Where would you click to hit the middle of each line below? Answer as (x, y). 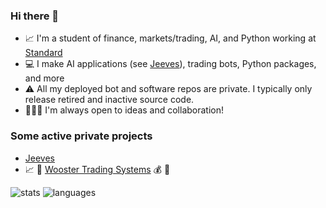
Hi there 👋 (35, 16)
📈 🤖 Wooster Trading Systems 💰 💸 (97, 169)
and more (44, 78)
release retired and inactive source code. (109, 100)
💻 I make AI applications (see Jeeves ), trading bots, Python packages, (170, 64)
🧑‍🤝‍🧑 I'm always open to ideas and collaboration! (124, 110)
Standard (43, 53)
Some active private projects (81, 136)
